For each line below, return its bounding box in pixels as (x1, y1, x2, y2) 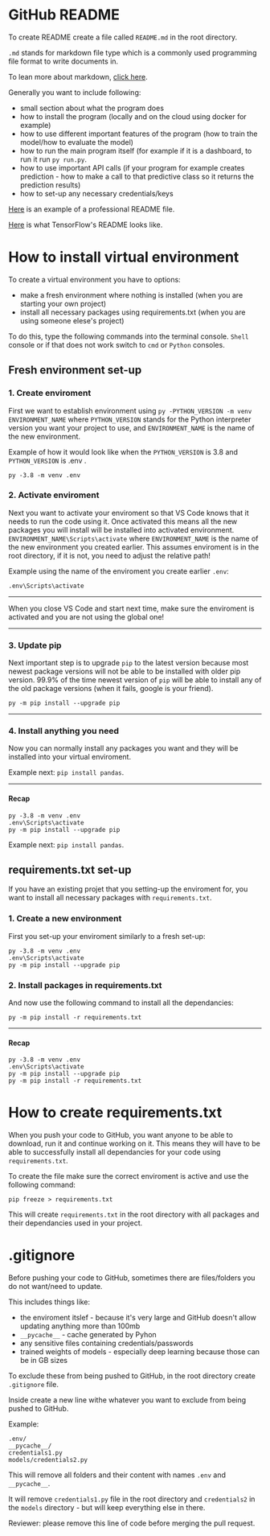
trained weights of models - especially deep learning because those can (19, 1347, 260, 1357)
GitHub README (8, 6, 121, 24)
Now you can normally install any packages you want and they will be (8, 743, 239, 753)
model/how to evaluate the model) (19, 137, 134, 146)
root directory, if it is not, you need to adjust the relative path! (8, 550, 211, 560)
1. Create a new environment (8, 913, 122, 924)
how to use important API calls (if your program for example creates (19, 163, 245, 172)
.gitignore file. (8, 1380, 59, 1390)
